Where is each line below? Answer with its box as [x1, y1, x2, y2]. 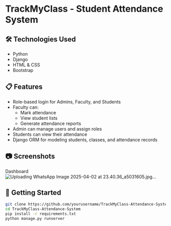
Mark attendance [20, 109, 56, 115]
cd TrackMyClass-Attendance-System [5, 207, 81, 212]
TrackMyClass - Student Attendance [5, 3, 163, 15]
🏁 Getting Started [5, 188, 62, 197]
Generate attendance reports [20, 120, 81, 127]
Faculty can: [12, 104, 39, 110]
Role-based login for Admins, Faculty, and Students [12, 98, 121, 105]
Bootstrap [12, 67, 34, 73]
